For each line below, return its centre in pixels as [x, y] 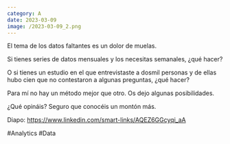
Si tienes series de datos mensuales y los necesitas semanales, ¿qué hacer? [115, 59]
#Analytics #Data [32, 133]
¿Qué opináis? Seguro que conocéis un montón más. [82, 107]
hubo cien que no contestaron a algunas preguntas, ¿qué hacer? [99, 80]
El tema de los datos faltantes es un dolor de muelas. [82, 46]
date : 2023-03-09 [32, 20]
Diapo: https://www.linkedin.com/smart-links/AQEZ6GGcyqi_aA [97, 120]
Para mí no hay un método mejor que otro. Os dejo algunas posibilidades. [111, 93]
